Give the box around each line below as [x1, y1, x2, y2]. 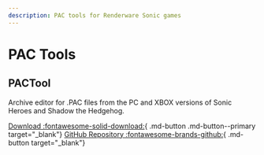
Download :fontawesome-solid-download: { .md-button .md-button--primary [8, 121, 256, 131]
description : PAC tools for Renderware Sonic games [8, 11, 181, 20]
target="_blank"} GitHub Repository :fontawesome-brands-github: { [8, 129, 227, 138]
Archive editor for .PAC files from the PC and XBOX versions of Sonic [8, 98, 232, 107]
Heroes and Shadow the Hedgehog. [8, 105, 125, 115]
